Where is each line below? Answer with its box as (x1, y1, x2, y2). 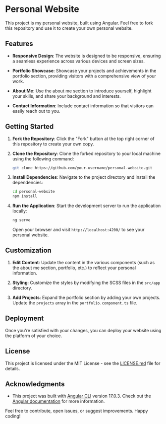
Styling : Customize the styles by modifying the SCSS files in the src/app (12, 280, 161, 285)
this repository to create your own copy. (12, 141, 94, 147)
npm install (12, 194, 37, 199)
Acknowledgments (5, 380, 65, 388)
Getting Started (5, 123, 54, 131)
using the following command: (12, 155, 74, 162)
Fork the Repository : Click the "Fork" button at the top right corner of (12, 136, 155, 141)
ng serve (12, 217, 31, 223)
